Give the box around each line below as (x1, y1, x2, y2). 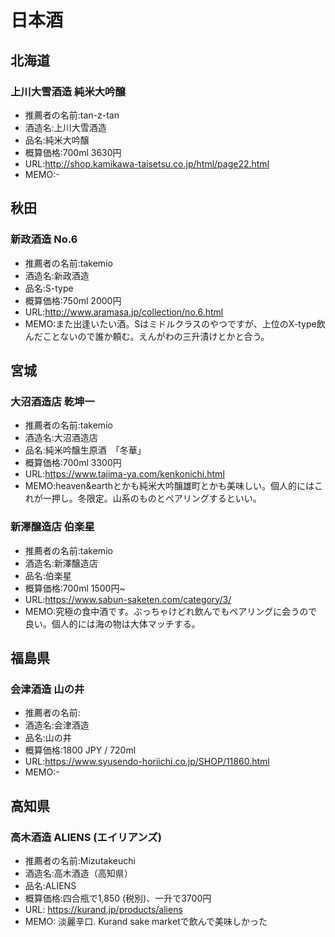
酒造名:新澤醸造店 (24, 557, 98, 569)
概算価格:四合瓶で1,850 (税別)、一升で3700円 (24, 892, 212, 904)
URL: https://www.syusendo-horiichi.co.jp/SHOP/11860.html (24, 756, 270, 768)
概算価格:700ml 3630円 (24, 146, 122, 158)
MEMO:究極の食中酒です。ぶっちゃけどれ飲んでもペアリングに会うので (24, 605, 318, 617)
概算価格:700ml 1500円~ (24, 582, 126, 594)
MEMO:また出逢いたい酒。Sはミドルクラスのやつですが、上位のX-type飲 (24, 317, 326, 330)
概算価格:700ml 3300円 (24, 457, 122, 469)
